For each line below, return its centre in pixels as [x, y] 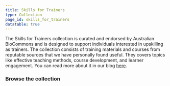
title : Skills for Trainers [35, 10]
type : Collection [24, 15]
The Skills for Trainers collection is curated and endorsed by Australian [80, 39]
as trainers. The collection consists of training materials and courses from [83, 49]
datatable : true [22, 24]
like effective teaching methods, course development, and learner [75, 60]
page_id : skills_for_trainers [38, 19]
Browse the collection [33, 79]
